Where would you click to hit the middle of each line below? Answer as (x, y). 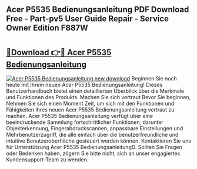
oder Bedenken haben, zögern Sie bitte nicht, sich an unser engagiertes (93, 153)
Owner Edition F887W (47, 28)
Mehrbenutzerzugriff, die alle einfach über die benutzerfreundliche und (92, 135)
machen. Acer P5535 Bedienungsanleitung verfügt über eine (80, 116)
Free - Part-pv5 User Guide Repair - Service (88, 19)
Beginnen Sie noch (154, 78)
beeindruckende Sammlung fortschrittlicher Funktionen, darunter (85, 122)
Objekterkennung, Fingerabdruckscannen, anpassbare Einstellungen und (95, 128)
